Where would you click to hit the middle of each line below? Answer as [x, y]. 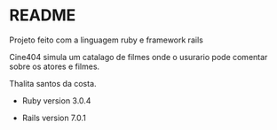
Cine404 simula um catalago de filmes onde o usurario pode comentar [138, 57]
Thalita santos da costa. [53, 83]
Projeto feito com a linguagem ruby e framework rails [107, 40]
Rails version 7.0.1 [54, 118]
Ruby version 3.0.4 [56, 100]
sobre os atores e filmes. [55, 66]
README [43, 15]
